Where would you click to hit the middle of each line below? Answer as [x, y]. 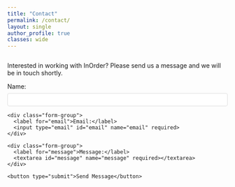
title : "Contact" [33, 14]
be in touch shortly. [35, 73]
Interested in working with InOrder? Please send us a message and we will [114, 66]
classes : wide [28, 40]
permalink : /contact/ [39, 20]
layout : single [29, 27]
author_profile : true [39, 33]
